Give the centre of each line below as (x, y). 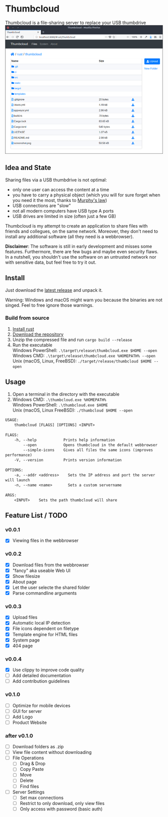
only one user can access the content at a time (61, 189)
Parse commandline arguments (44, 593)
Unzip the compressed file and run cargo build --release (72, 339)
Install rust (23, 329)
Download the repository (38, 334)
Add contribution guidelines (41, 681)
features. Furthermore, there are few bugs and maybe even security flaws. (82, 252)
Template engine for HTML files (45, 634)
